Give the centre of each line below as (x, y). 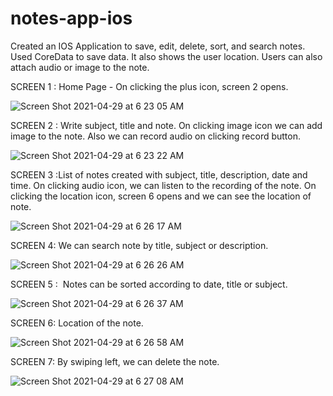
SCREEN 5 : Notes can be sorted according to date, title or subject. (149, 284)
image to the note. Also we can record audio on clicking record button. (155, 136)
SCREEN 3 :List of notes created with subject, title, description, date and (159, 174)
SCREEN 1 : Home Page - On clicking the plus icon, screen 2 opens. (149, 86)
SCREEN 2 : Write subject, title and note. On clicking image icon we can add (166, 125)
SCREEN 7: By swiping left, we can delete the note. (115, 361)
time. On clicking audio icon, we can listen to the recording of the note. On (163, 185)
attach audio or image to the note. (80, 67)
